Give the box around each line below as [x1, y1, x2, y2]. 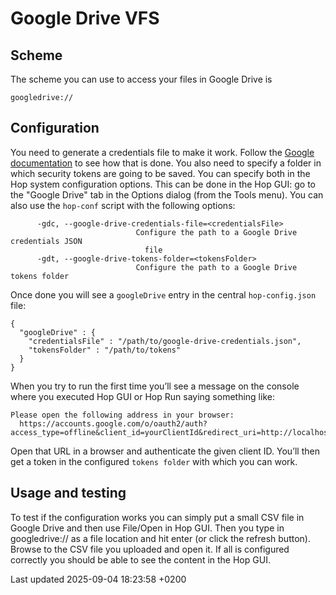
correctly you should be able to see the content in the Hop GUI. [10, 553, 271, 566]
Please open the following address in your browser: [10, 410, 235, 420]
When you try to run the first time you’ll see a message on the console [10, 380, 300, 392]
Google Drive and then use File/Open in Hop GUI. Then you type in [10, 522, 285, 534]
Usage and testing [10, 485, 127, 502]
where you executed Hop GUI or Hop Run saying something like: [10, 390, 275, 402]
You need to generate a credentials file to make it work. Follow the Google [10, 146, 315, 158]
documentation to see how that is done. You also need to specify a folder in [10, 157, 322, 169]
